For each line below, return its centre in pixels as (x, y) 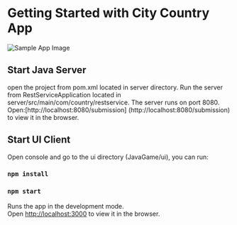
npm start (24, 192)
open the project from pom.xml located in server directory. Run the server (115, 87)
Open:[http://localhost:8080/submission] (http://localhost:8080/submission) (119, 110)
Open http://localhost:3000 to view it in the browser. (84, 214)
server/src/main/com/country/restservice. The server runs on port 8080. (114, 102)
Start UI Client (39, 140)
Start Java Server (47, 70)
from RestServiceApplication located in (65, 94)
